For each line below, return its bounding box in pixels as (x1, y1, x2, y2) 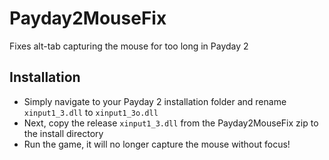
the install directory (23, 127, 104, 139)
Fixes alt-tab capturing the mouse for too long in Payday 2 (9, 40, 249, 52)
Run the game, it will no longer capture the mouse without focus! (23, 138, 291, 150)
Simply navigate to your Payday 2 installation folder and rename (23, 95, 287, 107)
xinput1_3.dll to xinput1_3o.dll (23, 106, 159, 118)
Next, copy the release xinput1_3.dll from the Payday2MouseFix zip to (23, 117, 319, 129)
